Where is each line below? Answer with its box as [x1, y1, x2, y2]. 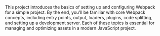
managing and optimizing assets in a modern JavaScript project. [5, 25, 136, 31]
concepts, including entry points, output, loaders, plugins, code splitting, [5, 15, 153, 20]
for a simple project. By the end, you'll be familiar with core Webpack [5, 9, 146, 15]
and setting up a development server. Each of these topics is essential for [5, 20, 155, 26]
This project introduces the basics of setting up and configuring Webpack [5, 4, 156, 10]
